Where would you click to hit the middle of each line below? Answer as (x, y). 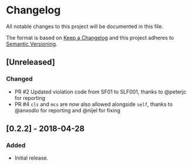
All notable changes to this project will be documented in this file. (85, 26)
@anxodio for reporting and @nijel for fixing (67, 110)
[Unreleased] (31, 62)
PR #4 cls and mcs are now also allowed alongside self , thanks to (93, 104)
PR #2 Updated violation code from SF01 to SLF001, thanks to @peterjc (100, 92)
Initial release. (31, 158)
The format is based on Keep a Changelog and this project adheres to (90, 37)
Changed (20, 79)
